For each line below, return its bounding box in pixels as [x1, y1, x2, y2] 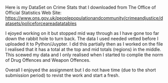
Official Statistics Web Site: [5, 10, 62, 16]
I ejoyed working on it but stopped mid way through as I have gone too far [5, 30, 159, 36]
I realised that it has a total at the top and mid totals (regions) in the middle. [5, 47, 161, 52]
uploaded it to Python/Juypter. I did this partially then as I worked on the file [5, 41, 163, 47]
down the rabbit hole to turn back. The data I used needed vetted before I [5, 35, 158, 41]
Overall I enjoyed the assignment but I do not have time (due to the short [5, 67, 156, 73]
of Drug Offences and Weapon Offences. [5, 57, 91, 63]
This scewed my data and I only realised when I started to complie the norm [5, 52, 163, 58]
